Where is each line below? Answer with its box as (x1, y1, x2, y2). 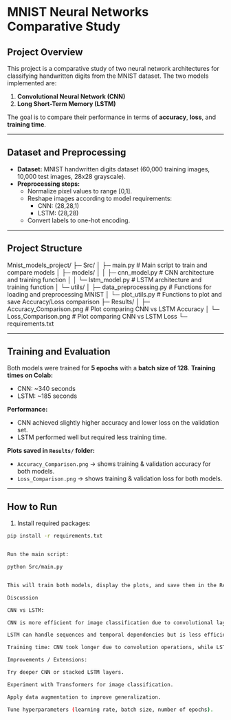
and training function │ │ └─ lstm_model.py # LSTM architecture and (7, 275, 202, 284)
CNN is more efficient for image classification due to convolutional (7, 619, 214, 626)
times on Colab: (7, 371, 54, 379)
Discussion (7, 594, 38, 601)
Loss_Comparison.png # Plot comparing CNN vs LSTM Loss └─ (7, 312, 188, 320)
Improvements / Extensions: (7, 657, 88, 664)
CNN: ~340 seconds (16, 385, 76, 393)
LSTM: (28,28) (37, 209, 79, 217)
